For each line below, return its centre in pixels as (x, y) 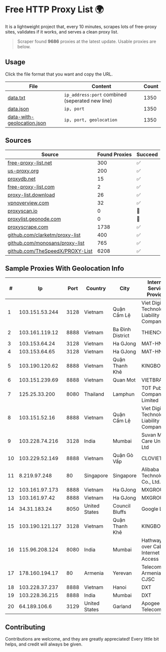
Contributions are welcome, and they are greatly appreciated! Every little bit (82, 639)
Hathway (152, 540)
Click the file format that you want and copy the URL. (59, 74)
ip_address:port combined (95, 94)
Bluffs (120, 512)
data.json (18, 109)
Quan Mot (124, 380)
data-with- (21, 116)
